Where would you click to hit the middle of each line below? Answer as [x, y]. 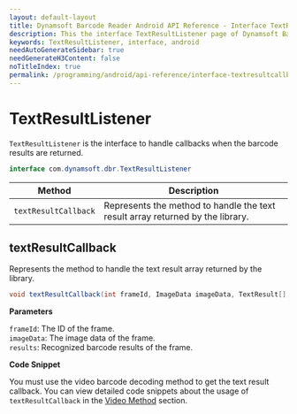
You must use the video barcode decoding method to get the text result [139, 382]
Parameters [31, 311]
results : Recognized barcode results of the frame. [101, 348]
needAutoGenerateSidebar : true [67, 50]
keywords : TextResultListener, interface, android [104, 42]
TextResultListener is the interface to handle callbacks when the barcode [144, 143]
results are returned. [46, 152]
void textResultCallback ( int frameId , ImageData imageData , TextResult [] [148, 295]
